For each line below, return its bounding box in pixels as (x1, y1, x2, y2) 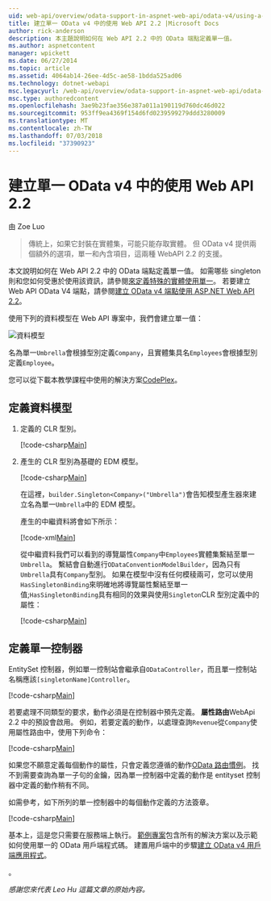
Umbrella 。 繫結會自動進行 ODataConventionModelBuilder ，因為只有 (19, 560, 241, 569)
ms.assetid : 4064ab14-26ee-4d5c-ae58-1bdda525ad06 (8, 72, 182, 80)
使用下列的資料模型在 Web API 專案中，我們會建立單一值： (8, 314, 203, 323)
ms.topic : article (8, 65, 70, 73)
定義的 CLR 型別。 (19, 424, 81, 434)
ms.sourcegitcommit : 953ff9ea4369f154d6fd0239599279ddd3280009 (8, 110, 226, 118)
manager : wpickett (8, 49, 70, 57)
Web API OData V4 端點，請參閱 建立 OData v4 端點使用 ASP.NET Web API (8, 286, 256, 296)
